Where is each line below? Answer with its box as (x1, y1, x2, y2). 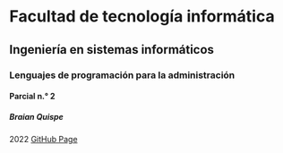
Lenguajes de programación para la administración (9, 69, 236, 81)
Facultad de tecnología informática (9, 6, 275, 27)
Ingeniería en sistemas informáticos (9, 42, 215, 57)
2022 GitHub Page (9, 134, 78, 145)
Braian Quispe (9, 111, 64, 122)
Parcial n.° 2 (9, 91, 56, 102)
